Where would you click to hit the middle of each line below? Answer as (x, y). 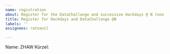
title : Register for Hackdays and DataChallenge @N (61, 19)
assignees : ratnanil (27, 28)
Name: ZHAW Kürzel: (27, 47)
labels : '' (17, 24)
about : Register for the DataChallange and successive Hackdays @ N (79, 14)
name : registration (26, 10)
